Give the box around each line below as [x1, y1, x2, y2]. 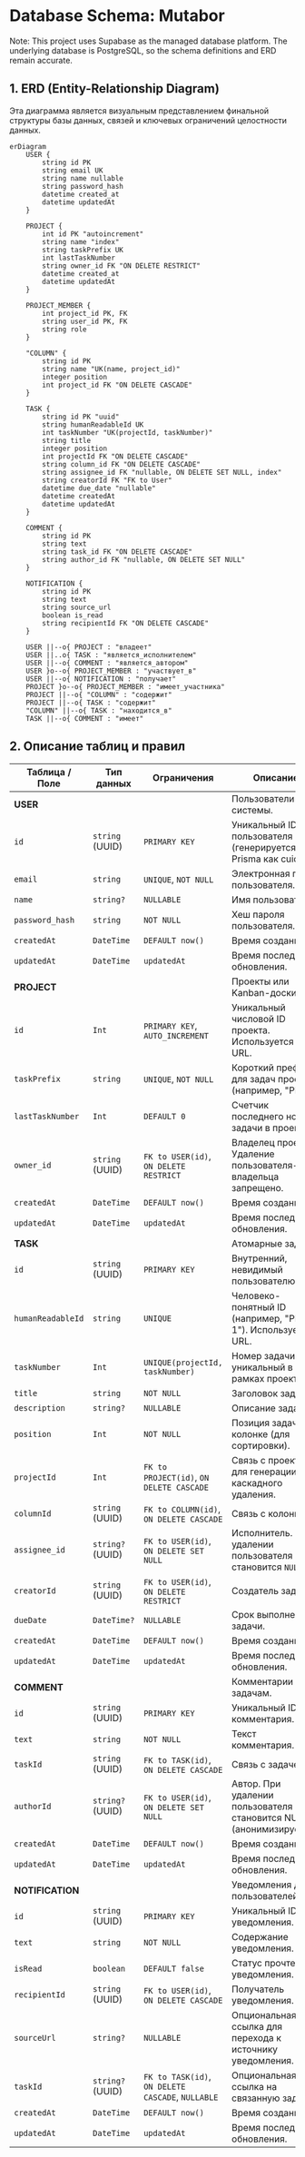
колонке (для [231, 1427, 290, 1440]
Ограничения [152, 771, 214, 783]
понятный [231, 1300, 275, 1313]
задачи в [231, 1121, 271, 1134]
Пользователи [231, 792, 295, 804]
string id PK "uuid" [42, 412, 120, 421]
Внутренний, [231, 1252, 288, 1265]
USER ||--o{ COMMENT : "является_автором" [25, 658, 189, 667]
